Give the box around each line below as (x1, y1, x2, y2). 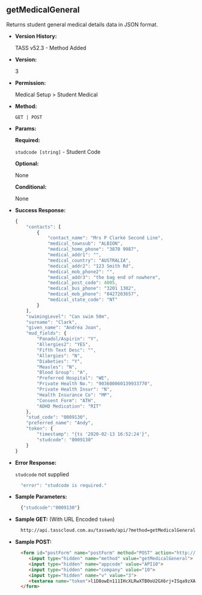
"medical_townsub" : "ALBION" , (47, 241, 123, 247)
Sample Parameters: (14, 493, 67, 500)
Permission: (14, 79, 46, 86)
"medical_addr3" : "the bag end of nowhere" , (47, 274, 161, 280)
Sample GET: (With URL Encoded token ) (14, 515, 115, 523)
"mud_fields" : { (26, 330, 67, 336)
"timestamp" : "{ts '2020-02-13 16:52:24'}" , (37, 431, 150, 438)
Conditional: (14, 183, 47, 190)
